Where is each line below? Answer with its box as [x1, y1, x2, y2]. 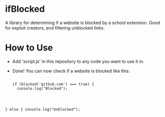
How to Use [5, 42, 53, 54]
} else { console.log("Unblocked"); [5, 107, 80, 112]
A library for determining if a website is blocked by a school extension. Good [5, 20, 160, 26]
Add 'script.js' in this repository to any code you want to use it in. [12, 58, 144, 64]
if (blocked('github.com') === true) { [12, 82, 95, 87]
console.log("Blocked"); [17, 86, 68, 91]
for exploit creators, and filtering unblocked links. [5, 25, 105, 30]
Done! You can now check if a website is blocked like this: [12, 68, 130, 74]
